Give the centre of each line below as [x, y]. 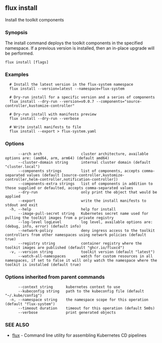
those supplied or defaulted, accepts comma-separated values [69, 188]
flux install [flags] [27, 62]
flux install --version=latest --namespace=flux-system [67, 89]
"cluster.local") [23, 167]
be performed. [19, 54]
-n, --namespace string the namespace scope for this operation [79, 300]
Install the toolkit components [34, 19]
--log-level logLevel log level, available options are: [85, 222]
